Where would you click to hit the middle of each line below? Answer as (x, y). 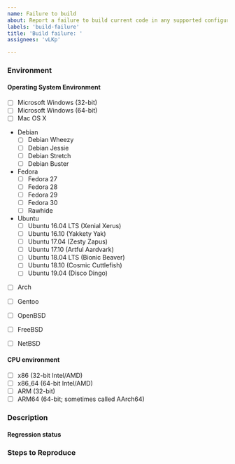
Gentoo (28, 301)
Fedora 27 (42, 178)
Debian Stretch (49, 155)
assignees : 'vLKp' (34, 40)
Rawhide (41, 210)
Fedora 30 (43, 202)
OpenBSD (31, 315)
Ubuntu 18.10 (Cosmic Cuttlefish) (75, 265)
